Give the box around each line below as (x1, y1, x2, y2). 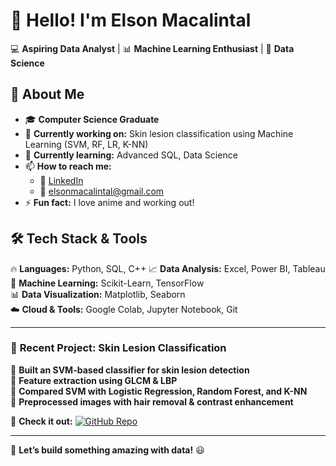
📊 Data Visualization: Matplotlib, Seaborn (10, 288, 186, 300)
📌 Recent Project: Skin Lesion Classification (10, 341, 227, 355)
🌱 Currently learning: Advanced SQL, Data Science (24, 149, 238, 161)
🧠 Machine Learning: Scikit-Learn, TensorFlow (10, 277, 205, 289)
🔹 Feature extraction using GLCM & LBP (10, 374, 178, 386)
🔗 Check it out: (10, 415, 73, 427)
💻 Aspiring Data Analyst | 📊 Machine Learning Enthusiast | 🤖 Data (10, 42, 295, 54)
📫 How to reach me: (24, 160, 112, 172)
